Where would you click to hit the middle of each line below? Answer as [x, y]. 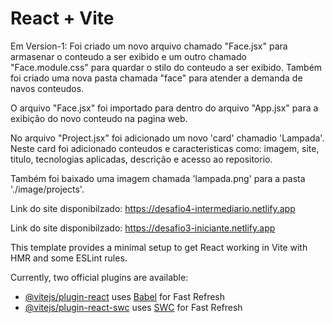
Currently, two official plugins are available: [99, 277]
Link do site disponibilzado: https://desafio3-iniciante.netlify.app [143, 228]
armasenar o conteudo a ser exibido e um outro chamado [128, 56]
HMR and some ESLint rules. [69, 258]
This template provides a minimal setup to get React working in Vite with [159, 247]
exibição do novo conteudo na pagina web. [99, 118]
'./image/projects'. [47, 189]
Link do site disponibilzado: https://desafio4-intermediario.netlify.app [153, 208]
